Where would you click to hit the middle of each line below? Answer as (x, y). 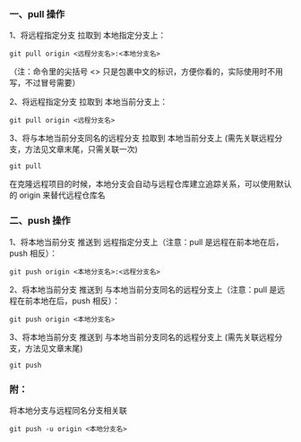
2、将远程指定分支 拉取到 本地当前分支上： (89, 102)
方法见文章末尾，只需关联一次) (82, 149)
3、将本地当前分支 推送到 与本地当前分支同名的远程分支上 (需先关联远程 (142, 336)
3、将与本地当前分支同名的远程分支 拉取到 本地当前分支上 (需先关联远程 (142, 138)
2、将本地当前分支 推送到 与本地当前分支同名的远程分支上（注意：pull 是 (143, 289)
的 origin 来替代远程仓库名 (57, 195)
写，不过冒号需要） (45, 83)
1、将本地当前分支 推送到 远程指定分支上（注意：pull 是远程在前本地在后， (146, 242)
